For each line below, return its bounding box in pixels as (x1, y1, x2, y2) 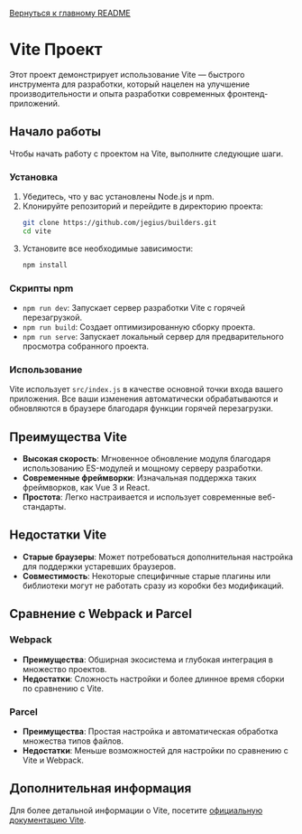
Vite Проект (9, 40, 103, 60)
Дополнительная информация (9, 781, 192, 796)
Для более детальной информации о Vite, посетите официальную (9, 804, 263, 816)
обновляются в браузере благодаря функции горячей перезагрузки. (9, 403, 273, 414)
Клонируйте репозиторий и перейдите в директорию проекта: (22, 201, 263, 211)
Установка (9, 171, 59, 183)
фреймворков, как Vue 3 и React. (22, 483, 151, 493)
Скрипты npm (9, 282, 74, 295)
